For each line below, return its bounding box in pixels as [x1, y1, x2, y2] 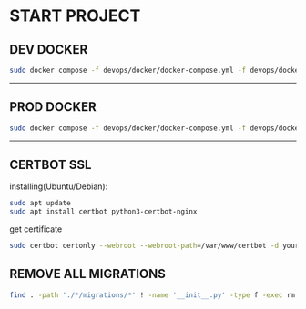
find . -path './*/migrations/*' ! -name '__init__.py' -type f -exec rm [9, 290, 296, 300]
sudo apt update [9, 199, 71, 208]
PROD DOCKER [9, 99, 97, 115]
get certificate [9, 224, 63, 234]
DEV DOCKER [9, 42, 88, 57]
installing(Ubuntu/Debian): [9, 181, 108, 192]
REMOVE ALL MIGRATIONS [9, 266, 166, 282]
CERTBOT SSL [9, 156, 92, 173]
